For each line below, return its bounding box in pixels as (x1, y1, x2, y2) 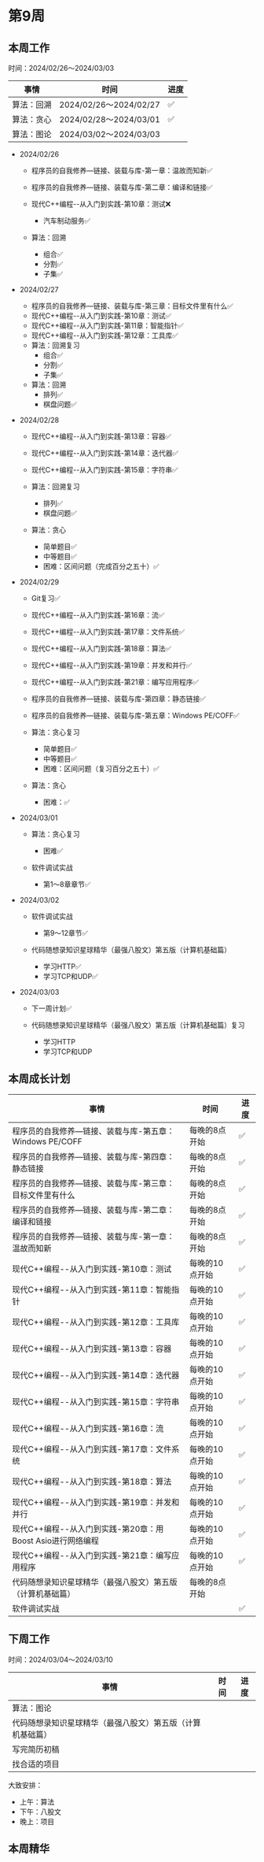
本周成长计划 (8, 1072, 71, 1085)
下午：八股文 (19, 1807, 61, 1816)
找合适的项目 (12, 1758, 60, 1769)
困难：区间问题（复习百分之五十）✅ (42, 764, 159, 773)
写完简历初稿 (12, 1744, 60, 1755)
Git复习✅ (31, 594, 60, 603)
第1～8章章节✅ (42, 880, 91, 888)
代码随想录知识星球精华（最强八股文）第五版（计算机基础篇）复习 (31, 1021, 245, 1029)
